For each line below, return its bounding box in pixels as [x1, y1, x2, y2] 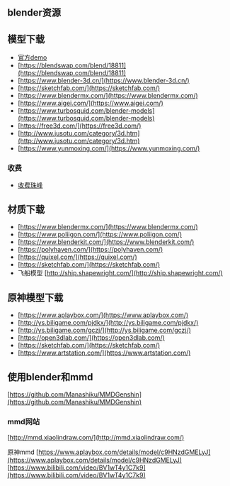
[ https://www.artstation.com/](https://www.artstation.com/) [17, 348, 191, 357]
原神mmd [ [7, 448, 39, 456]
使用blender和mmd [7, 371, 93, 383]
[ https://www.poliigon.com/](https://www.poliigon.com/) [17, 230, 183, 239]
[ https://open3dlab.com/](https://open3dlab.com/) [17, 333, 165, 342]
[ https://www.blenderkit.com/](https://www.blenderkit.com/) [17, 238, 195, 246]
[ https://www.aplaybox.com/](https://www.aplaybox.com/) [17, 311, 189, 319]
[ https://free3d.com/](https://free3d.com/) [17, 121, 142, 130]
